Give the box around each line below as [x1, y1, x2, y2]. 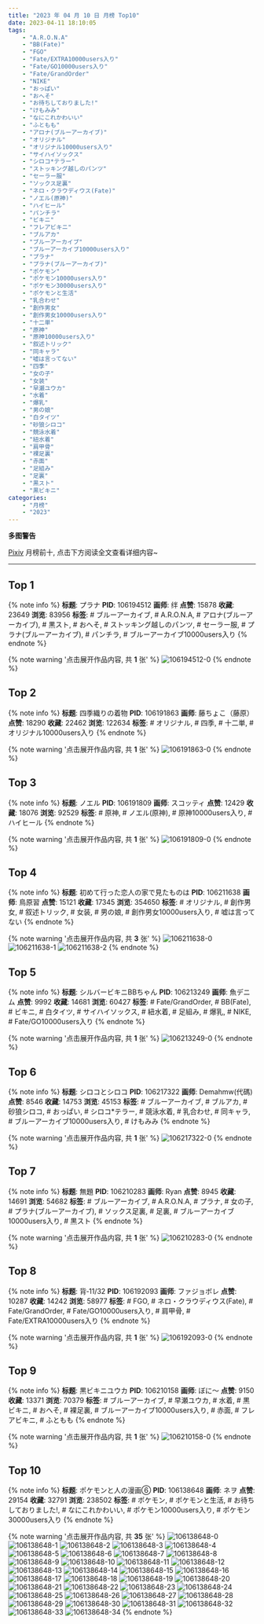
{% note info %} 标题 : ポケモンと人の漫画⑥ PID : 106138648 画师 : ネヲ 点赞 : [8, 1486, 255, 1495]
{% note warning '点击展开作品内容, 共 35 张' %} [8, 1532, 166, 1541]
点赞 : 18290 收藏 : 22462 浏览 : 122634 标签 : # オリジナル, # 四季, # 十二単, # [8, 718, 254, 727]
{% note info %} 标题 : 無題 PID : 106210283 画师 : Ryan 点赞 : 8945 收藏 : [8, 1186, 236, 1196]
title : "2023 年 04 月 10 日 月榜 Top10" [8, 11, 140, 20]
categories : [8, 494, 47, 502]
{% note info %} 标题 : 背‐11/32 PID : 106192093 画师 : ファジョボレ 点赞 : [8, 1286, 237, 1295]
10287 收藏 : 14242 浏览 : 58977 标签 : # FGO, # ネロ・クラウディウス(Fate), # [8, 1296, 254, 1306]
